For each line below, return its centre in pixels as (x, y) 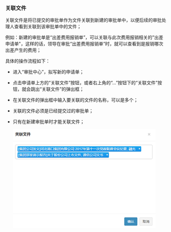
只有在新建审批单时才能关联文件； (48, 122)
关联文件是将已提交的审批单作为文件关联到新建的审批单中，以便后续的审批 (83, 20)
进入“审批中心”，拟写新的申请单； (48, 72)
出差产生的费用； (23, 50)
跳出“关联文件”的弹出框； (57, 89)
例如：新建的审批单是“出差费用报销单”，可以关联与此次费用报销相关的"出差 (84, 37)
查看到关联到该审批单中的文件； (48, 27)
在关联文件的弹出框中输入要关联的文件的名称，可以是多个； (75, 100)
